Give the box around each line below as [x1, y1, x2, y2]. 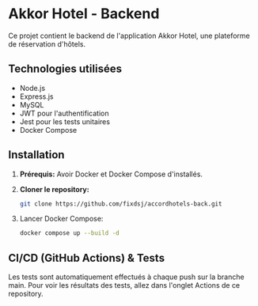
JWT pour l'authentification [19, 108, 109, 118]
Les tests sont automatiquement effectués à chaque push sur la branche [8, 272, 245, 281]
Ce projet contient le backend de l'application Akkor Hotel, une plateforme [8, 31, 251, 40]
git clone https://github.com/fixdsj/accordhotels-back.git [19, 199, 222, 208]
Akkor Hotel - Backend [8, 5, 160, 23]
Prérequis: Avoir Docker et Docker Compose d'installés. [19, 169, 203, 179]
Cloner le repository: [19, 184, 89, 194]
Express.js [19, 92, 54, 101]
